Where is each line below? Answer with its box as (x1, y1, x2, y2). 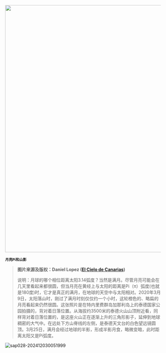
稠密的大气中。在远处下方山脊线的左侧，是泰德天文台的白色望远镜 (17, 320, 152, 326)
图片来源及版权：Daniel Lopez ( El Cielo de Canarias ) (17, 266, 125, 272)
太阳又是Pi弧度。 (21, 333, 56, 338)
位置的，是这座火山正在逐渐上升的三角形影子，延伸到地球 (43, 314, 161, 320)
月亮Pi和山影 (5, 257, 27, 262)
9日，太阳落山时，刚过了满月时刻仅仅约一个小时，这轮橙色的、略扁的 (17, 296, 159, 301)
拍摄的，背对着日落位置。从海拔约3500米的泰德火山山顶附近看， (21, 308, 154, 313)
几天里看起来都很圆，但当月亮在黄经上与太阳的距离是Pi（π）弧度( (17, 283, 151, 289)
